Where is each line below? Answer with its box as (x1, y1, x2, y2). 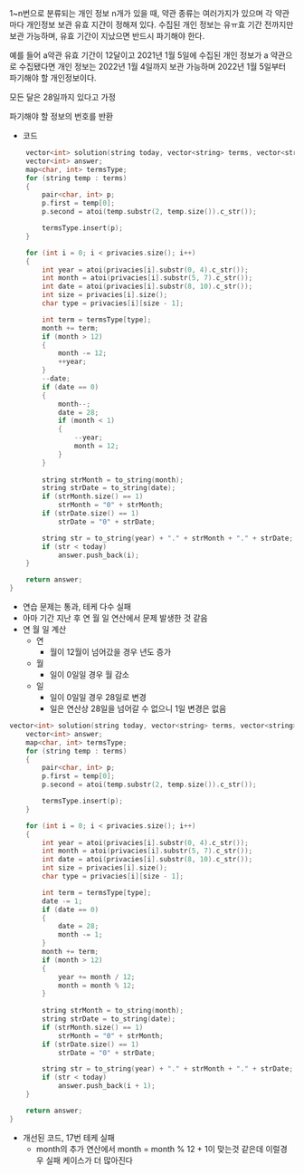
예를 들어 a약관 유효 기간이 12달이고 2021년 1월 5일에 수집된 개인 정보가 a (9, 50, 269, 61)
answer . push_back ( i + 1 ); (57, 1082, 156, 1091)
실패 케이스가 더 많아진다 (45, 1154, 133, 1166)
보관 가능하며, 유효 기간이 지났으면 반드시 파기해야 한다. (9, 31, 205, 41)
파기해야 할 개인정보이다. (9, 72, 97, 83)
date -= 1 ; (42, 896, 83, 906)
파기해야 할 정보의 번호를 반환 (9, 111, 114, 121)
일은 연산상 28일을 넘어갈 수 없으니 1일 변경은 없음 (49, 703, 227, 714)
